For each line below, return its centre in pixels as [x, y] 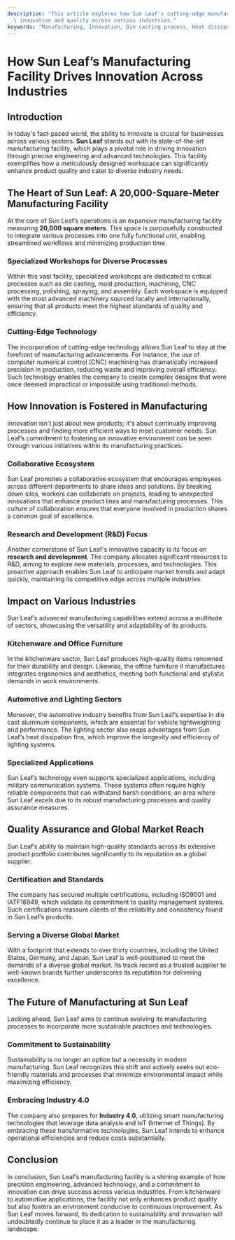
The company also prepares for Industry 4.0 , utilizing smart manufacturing [115, 1115]
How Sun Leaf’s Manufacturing [99, 61]
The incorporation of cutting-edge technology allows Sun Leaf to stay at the [117, 347]
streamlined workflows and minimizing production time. [87, 243]
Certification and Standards [56, 879]
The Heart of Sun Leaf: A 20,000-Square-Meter [113, 193]
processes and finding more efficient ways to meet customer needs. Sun [112, 431]
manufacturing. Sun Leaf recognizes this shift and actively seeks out [106, 1067]
